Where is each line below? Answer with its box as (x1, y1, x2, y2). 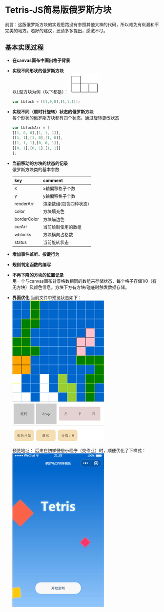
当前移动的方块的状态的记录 (12, 160, 68, 166)
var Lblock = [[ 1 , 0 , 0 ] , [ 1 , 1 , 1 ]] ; (12, 99, 81, 104)
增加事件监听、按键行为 (12, 251, 60, 257)
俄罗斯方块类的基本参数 (12, 166, 60, 172)
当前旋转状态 (43, 239, 69, 245)
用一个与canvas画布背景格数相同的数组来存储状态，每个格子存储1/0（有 (12, 278, 157, 284)
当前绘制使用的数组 (43, 224, 82, 230)
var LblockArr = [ (12, 125, 50, 130)
